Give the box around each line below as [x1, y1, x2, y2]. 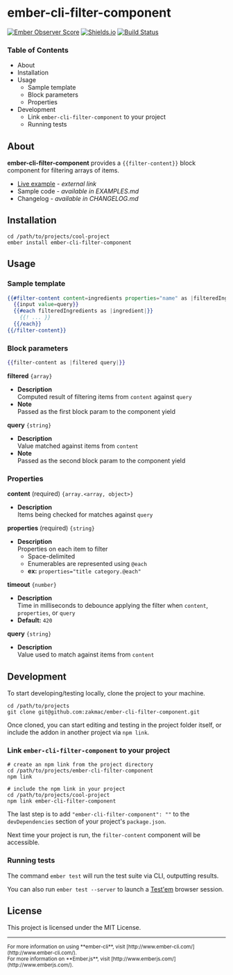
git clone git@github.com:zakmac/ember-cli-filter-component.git [7, 709, 200, 716]
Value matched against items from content [17, 442, 139, 450]
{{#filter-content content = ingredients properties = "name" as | [7, 294, 194, 302]
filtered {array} [7, 371, 53, 380]
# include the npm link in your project [7, 786, 126, 793]
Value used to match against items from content [17, 650, 155, 659]
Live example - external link [17, 179, 97, 188]
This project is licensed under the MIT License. [7, 924, 141, 932]
